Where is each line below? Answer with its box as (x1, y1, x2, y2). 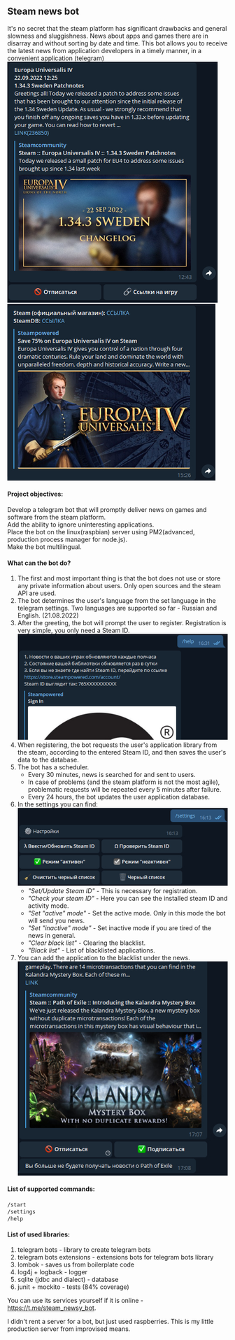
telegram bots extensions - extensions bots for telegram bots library (17, 1253, 214, 1262)
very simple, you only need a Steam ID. (17, 626, 131, 635)
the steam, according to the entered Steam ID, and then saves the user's (17, 748, 227, 757)
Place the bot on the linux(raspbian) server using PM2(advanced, (7, 528, 195, 536)
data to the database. (17, 755, 79, 764)
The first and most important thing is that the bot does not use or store (17, 574, 221, 583)
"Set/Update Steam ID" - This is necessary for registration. (27, 886, 198, 894)
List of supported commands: (7, 1185, 96, 1193)
